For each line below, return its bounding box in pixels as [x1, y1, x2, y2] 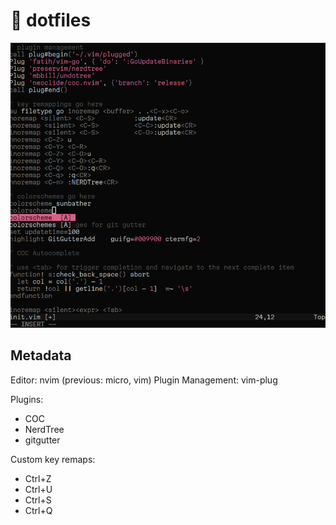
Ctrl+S [24, 494, 52, 506]
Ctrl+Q [24, 504, 53, 516]
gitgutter [24, 434, 61, 446]
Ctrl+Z [24, 472, 52, 484]
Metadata [10, 347, 72, 364]
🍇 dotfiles [10, 9, 92, 32]
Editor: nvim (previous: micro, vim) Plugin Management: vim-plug [10, 374, 278, 386]
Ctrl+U [24, 483, 53, 495]
